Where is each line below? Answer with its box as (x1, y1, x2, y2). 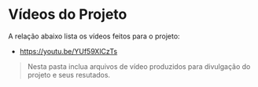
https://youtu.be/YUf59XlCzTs (19, 46, 118, 56)
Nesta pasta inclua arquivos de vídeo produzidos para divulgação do (27, 61, 251, 71)
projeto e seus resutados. (27, 70, 111, 79)
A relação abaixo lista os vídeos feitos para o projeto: (8, 31, 180, 41)
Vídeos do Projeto (8, 5, 127, 24)
